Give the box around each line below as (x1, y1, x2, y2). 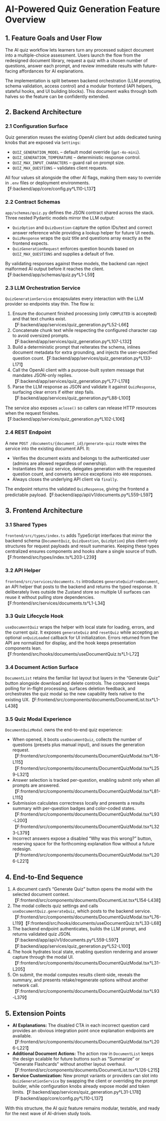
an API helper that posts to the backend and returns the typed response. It (5, 584, 157, 590)
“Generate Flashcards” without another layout (12, 1061, 106, 1067)
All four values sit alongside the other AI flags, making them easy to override (5, 174, 161, 180)
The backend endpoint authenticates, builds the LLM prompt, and (12, 926, 146, 932)
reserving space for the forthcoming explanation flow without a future (12, 841, 155, 847)
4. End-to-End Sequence (5, 873, 83, 881)
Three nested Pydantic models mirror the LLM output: (5, 215, 115, 221)
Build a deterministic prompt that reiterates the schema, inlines (12, 344, 140, 350)
